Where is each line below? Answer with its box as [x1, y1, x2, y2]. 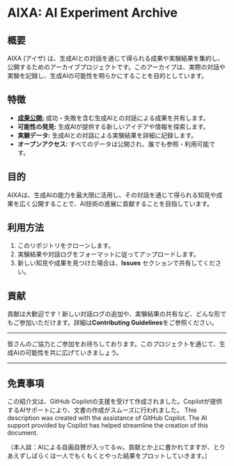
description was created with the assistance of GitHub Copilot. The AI [7, 414, 208, 422]
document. [7, 428, 38, 437]
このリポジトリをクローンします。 [17, 242, 115, 250]
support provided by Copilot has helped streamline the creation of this [7, 421, 209, 430]
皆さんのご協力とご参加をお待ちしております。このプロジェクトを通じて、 [7, 340, 220, 348]
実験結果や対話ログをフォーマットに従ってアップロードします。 [17, 250, 200, 258]
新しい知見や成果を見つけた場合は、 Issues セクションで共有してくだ [17, 259, 216, 267]
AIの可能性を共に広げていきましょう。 [13, 348, 123, 357]
